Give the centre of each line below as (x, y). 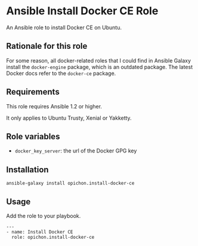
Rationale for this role (47, 46)
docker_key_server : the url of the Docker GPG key (76, 151)
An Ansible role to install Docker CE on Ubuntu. (64, 27)
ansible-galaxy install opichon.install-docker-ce (70, 183)
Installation (27, 169)
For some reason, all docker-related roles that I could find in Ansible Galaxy (99, 60)
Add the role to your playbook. (44, 216)
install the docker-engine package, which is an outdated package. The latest (99, 67)
